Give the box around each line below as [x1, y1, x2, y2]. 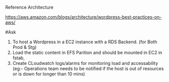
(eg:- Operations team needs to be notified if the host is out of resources [12, 65, 164, 71]
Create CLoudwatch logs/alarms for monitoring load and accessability [12, 60, 158, 66]
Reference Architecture [5, 5, 54, 10]
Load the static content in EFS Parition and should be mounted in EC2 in [12, 50, 162, 55]
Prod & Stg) [12, 44, 37, 50]
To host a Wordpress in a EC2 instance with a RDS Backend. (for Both [12, 39, 157, 45]
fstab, [12, 55, 25, 61]
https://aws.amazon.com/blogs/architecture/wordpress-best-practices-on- [5, 14, 162, 20]
